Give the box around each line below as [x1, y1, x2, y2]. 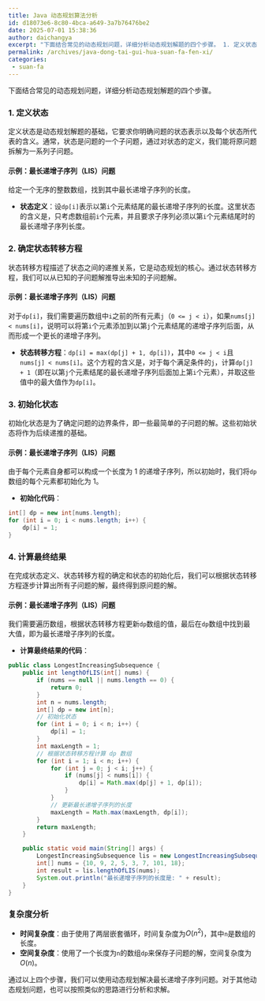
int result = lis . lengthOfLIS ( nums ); [36, 866, 160, 875]
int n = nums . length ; [36, 698, 108, 707]
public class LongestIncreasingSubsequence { [8, 662, 160, 669]
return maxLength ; [36, 823, 97, 831]
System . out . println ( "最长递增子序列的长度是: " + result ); [36, 874, 222, 882]
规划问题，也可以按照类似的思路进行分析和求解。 [14, 984, 174, 995]
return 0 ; [50, 684, 83, 692]
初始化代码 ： [19, 493, 62, 503]
